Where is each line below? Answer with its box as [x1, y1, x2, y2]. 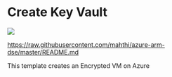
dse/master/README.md [7, 48, 79, 56]
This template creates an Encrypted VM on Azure [7, 61, 150, 70]
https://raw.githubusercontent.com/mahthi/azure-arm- [7, 40, 165, 49]
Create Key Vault [7, 4, 107, 20]
